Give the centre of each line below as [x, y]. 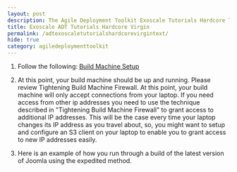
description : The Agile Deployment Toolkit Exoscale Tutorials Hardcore [116, 20]
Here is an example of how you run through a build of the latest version [121, 153]
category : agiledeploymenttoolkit [58, 46]
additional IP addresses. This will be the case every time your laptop [116, 117]
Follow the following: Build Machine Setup [78, 66]
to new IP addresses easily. [57, 140]
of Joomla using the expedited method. [74, 161]
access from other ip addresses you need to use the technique [109, 102]
